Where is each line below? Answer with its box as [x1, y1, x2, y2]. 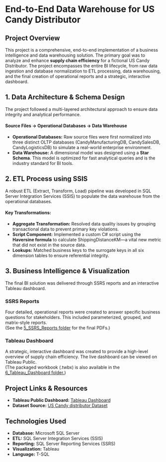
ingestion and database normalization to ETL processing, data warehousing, [5, 68, 161, 74]
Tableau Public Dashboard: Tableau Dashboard [12, 397, 111, 403]
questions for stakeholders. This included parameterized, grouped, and [5, 314, 151, 320]
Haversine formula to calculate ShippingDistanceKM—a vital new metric [12, 237, 162, 243]
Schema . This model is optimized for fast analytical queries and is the [12, 155, 156, 161]
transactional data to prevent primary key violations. [12, 226, 119, 232]
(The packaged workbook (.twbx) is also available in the [5, 364, 120, 371]
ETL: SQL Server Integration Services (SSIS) [12, 436, 103, 442]
